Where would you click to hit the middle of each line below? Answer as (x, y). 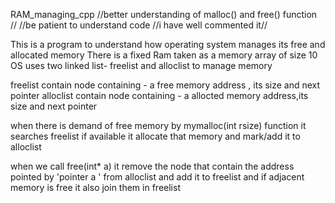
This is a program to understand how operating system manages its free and (168, 44)
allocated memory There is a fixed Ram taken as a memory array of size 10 (164, 55)
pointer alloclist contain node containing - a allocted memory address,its (159, 95)
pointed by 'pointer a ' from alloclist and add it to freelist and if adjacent (157, 177)
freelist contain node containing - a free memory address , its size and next (165, 85)
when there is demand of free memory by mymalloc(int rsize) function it (158, 125)
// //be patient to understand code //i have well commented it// (139, 25)
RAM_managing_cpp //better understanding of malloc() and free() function (164, 14)
